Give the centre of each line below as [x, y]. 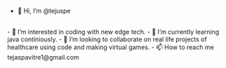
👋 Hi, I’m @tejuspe [44, 11]
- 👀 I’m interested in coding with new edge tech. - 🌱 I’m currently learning [113, 32]
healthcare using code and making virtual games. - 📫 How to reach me [111, 47]
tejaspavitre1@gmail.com [43, 57]
